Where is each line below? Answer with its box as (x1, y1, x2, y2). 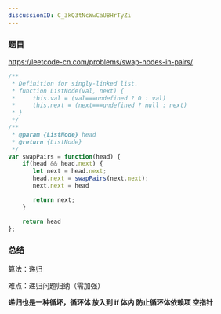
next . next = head (32, 182, 89, 190)
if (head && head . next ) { (22, 160, 103, 168)
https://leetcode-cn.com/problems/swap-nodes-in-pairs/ (8, 57, 194, 67)
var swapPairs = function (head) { (8, 152, 121, 161)
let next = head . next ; (32, 167, 107, 175)
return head (22, 217, 61, 225)
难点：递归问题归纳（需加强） (8, 280, 104, 290)
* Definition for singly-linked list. (11, 79, 139, 87)
